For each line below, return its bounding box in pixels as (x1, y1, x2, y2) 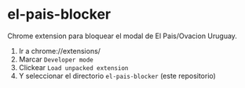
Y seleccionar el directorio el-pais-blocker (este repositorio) (18, 71, 217, 80)
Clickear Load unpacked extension (18, 62, 129, 72)
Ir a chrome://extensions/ (18, 46, 101, 55)
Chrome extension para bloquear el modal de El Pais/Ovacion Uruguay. (7, 31, 237, 40)
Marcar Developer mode (18, 55, 93, 64)
